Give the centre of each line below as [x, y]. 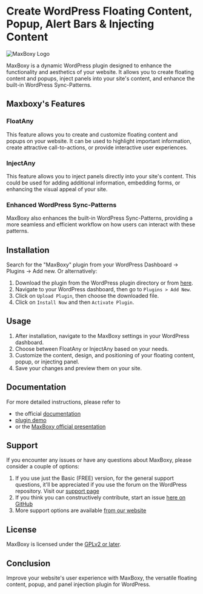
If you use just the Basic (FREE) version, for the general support [94, 478]
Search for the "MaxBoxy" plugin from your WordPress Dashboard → [92, 265]
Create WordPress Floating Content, [99, 11]
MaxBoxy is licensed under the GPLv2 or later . [64, 544]
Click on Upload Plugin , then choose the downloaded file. [87, 296]
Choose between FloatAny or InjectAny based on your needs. [92, 349]
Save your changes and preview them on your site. [78, 368]
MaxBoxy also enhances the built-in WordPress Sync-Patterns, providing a [99, 218]
